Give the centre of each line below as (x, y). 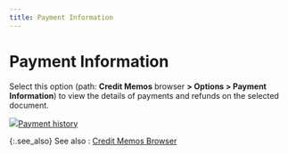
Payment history (48, 123)
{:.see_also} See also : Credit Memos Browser (93, 141)
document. (29, 105)
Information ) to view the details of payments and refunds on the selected (144, 95)
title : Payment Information (62, 17)
